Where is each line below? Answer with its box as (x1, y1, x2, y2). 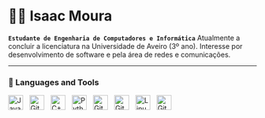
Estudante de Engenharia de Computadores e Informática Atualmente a (8, 33, 241, 42)
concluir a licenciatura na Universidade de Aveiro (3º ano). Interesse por (8, 41, 243, 50)
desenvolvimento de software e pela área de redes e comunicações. (8, 50, 231, 59)
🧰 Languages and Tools (8, 76, 99, 87)
